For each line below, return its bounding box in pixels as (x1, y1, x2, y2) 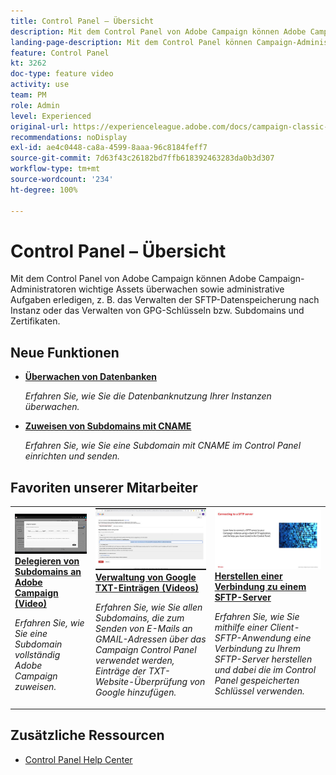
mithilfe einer (214, 621, 268, 634)
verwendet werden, (95, 655, 175, 667)
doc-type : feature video (10, 69, 114, 79)
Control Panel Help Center (24, 753, 133, 765)
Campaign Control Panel (95, 644, 197, 656)
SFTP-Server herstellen (214, 653, 313, 665)
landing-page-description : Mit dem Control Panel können (10, 37, 253, 47)
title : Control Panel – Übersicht (10, 16, 155, 26)
